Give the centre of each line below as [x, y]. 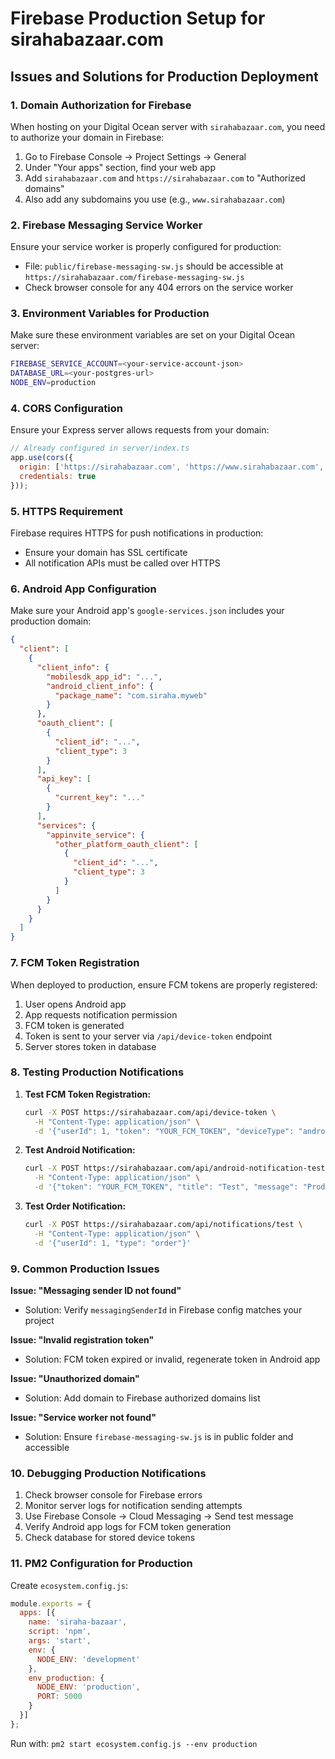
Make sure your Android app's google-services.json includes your [147, 611]
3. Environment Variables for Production [110, 314]
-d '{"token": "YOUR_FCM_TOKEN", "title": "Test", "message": [166, 1187]
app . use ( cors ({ [42, 458]
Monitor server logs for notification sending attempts [133, 1506]
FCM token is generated [74, 1025]
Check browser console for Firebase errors [113, 1495]
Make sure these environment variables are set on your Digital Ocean [153, 335]
